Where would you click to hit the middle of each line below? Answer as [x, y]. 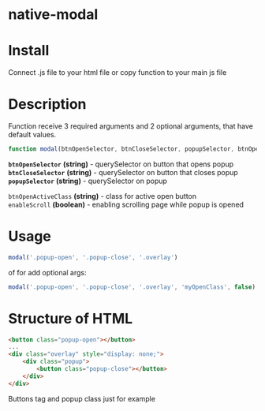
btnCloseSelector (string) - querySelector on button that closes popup [123, 172]
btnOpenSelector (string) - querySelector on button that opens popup [121, 164]
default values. [32, 135]
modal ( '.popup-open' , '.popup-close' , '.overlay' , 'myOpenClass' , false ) [132, 287]
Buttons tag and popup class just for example [82, 398]
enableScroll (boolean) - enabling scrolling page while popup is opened [126, 204]
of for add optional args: [47, 272]
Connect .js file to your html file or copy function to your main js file [118, 73]
